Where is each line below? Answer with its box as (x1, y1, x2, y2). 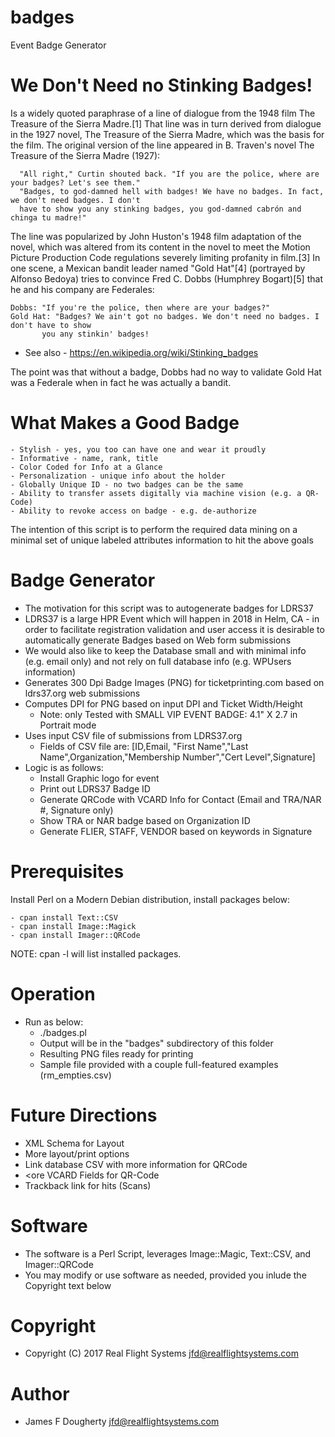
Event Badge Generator (10, 39, 107, 51)
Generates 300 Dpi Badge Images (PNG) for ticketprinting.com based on (24, 676, 325, 688)
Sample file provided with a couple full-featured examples (39, 1058, 279, 1070)
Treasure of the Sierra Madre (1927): (10, 149, 161, 161)
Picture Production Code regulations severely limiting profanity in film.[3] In (10, 251, 321, 263)
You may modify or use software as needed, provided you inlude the (24, 1269, 307, 1281)
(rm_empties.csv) (39, 1069, 112, 1081)
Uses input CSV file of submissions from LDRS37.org (24, 729, 243, 741)
